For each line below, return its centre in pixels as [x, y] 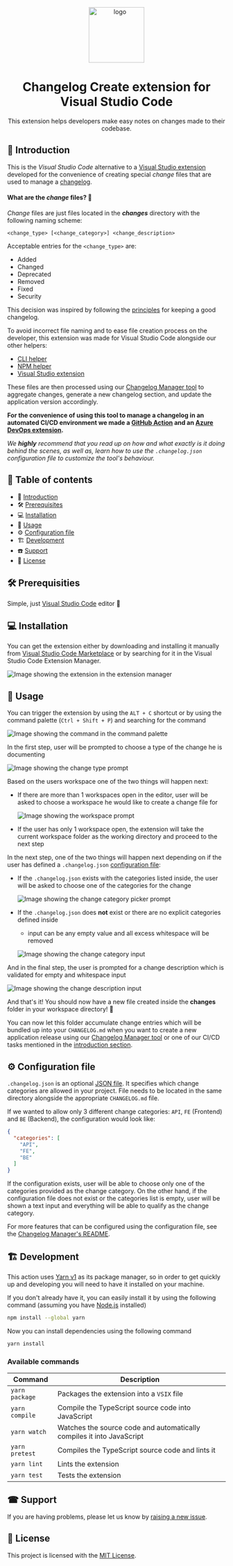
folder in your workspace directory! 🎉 [60, 1009]
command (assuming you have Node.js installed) [77, 1305]
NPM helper [34, 366]
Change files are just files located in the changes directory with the [104, 213]
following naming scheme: [45, 220]
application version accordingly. [53, 401]
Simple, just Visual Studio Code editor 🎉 [64, 603]
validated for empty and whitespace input [67, 975]
